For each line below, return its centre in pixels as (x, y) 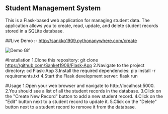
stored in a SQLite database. (34, 31)
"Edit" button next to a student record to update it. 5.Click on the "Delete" (81, 101)
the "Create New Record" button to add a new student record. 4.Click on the (84, 96)
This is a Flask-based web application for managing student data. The (77, 20)
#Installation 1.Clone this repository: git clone (52, 60)
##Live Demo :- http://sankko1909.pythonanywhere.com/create (71, 40)
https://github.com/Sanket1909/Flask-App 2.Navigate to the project (75, 65)
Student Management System (53, 8)
